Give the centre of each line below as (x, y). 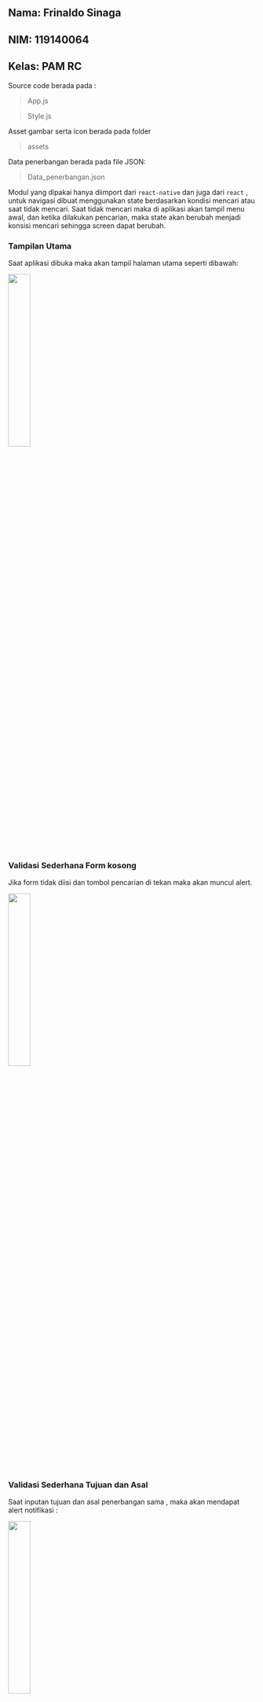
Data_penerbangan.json (66, 177)
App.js (38, 101)
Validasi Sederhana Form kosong (73, 865)
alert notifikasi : (33, 1510)
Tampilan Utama (40, 245)
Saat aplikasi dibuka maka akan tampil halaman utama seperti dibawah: (123, 263)
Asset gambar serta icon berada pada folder (80, 131)
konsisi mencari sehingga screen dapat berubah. (87, 225)
